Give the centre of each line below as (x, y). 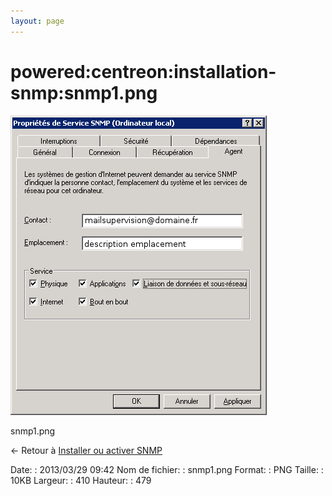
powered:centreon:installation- (143, 71)
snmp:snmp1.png (84, 92)
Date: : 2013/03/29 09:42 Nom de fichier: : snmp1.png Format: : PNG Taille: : (167, 469)
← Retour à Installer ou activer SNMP (86, 450)
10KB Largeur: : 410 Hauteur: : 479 (81, 480)
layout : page (37, 21)
